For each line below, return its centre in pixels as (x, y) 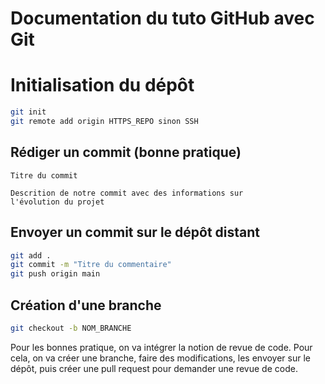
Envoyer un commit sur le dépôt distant (135, 232)
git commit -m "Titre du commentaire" (91, 265)
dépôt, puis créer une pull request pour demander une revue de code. (154, 368)
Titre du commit (44, 175)
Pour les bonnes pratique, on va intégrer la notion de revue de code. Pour (161, 347)
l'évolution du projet (57, 202)
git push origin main (55, 274)
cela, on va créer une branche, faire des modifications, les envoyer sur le (161, 358)
